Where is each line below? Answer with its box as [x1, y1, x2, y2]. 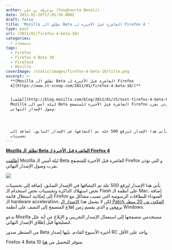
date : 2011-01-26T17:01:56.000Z [6, 12, 75, 17]
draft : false [6, 17, 34, 22]
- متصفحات [10, 41, 31, 46]
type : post [6, 26, 29, 32]
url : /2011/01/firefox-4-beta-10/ [6, 31, 80, 36]
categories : [6, 36, 31, 41]
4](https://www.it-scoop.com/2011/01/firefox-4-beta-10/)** [10, 83, 141, 88]
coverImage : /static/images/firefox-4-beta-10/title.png [6, 69, 130, 74]
